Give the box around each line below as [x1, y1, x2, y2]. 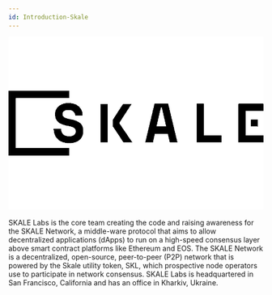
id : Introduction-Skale [8, 13, 89, 21]
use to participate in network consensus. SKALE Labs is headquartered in [8, 269, 254, 279]
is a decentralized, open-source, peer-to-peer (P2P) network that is [8, 252, 235, 262]
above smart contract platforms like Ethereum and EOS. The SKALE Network [8, 243, 264, 254]
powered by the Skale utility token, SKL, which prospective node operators [8, 261, 257, 271]
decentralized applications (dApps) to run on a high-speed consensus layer [8, 235, 261, 245]
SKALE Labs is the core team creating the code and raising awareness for [8, 218, 254, 228]
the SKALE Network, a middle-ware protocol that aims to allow [8, 226, 217, 236]
